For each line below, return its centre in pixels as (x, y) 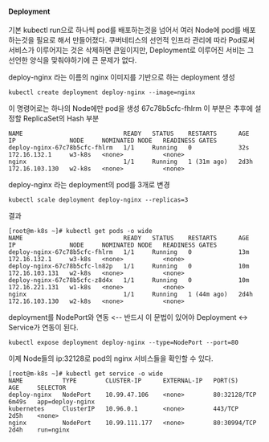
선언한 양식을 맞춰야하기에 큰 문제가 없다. (73, 60)
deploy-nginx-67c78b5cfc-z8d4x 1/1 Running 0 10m (129, 280)
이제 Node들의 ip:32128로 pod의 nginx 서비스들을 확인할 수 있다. (111, 358)
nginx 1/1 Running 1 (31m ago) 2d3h (130, 162)
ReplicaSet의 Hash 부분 (61, 119)
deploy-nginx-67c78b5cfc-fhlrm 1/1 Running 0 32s (129, 148)
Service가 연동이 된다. (43, 327)
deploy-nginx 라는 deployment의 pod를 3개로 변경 (89, 185)
